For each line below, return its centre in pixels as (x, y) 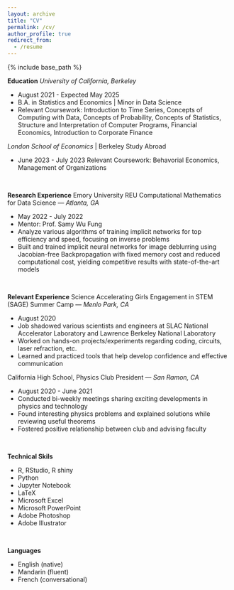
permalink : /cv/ (31, 27)
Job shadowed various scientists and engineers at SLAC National (113, 326)
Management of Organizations (62, 167)
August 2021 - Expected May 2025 (68, 95)
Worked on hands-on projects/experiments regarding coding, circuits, (119, 341)
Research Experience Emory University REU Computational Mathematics (115, 195)
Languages (24, 551)
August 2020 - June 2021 (55, 391)
